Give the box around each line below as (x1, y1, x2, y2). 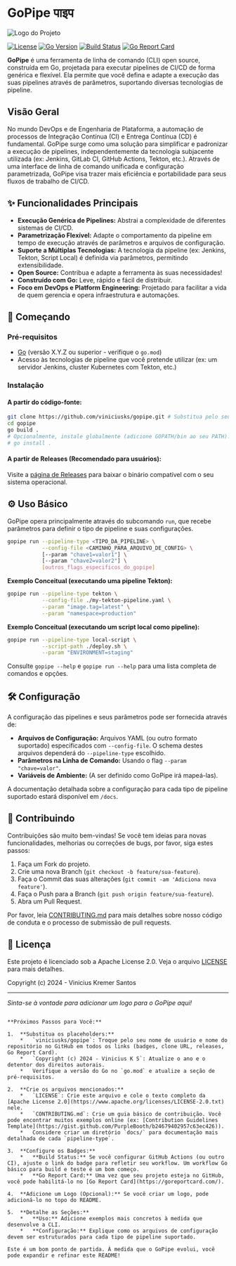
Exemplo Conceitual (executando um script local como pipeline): (7, 622, 200, 631)
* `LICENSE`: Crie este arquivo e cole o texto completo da (20, 1092, 206, 1099)
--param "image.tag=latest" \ (41, 603, 131, 611)
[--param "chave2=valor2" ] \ (41, 557, 128, 565)
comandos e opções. (7, 670, 69, 678)
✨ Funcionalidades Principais (7, 197, 138, 209)
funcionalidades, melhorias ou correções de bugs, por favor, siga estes (7, 838, 214, 847)
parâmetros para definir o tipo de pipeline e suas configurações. (7, 524, 194, 533)
